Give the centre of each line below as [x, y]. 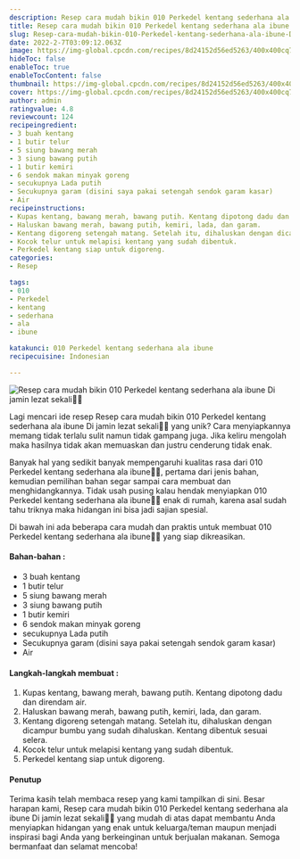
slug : [19, 34]
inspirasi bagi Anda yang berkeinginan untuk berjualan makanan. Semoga [145, 837]
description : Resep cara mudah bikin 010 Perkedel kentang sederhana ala [150, 17]
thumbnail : [29, 84]
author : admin [36, 100]
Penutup [25, 779]
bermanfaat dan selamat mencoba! [74, 847]
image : [21, 51]
